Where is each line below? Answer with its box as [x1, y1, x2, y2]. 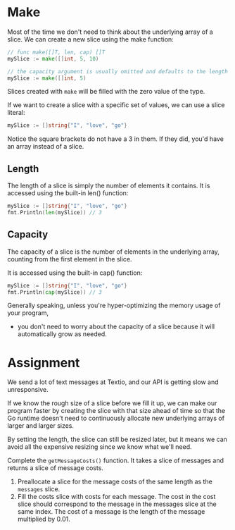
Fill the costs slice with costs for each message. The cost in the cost [17, 493, 216, 501]
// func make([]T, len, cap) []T [7, 49, 106, 56]
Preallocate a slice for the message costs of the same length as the [17, 477, 212, 486]
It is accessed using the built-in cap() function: [7, 269, 143, 277]
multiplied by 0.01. [17, 515, 70, 524]
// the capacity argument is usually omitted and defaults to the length [7, 68, 229, 75]
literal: [7, 109, 25, 117]
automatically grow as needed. [17, 330, 107, 338]
